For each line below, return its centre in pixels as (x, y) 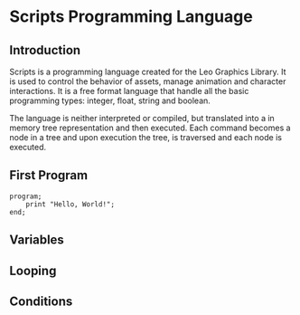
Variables (37, 240)
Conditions (41, 301)
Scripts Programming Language (131, 17)
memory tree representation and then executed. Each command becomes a (150, 128)
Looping (33, 270)
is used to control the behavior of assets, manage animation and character (148, 81)
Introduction (45, 50)
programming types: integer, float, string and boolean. (110, 100)
